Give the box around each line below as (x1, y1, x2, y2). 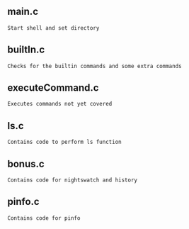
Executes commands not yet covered (7, 101, 113, 108)
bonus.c (7, 157, 45, 169)
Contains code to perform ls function (7, 138, 122, 146)
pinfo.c (7, 196, 40, 208)
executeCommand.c (7, 82, 99, 94)
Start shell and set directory (7, 24, 100, 31)
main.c (7, 6, 39, 18)
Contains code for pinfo (7, 214, 81, 222)
